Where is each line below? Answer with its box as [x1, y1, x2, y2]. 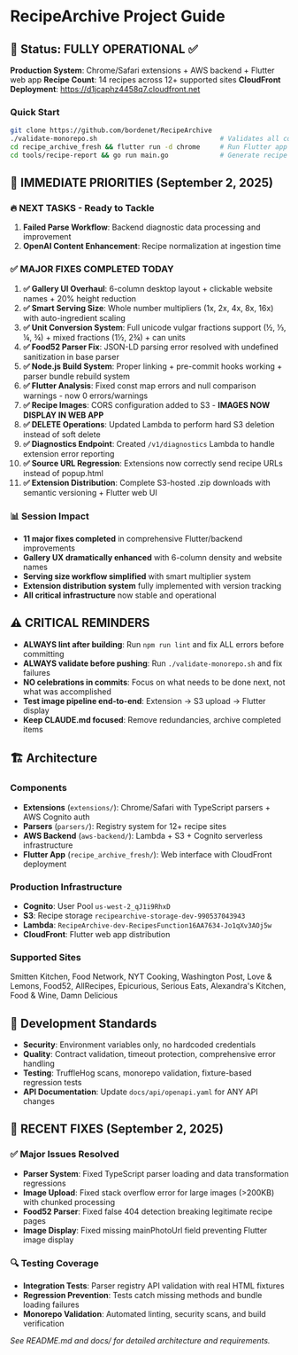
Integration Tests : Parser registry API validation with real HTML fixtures [22, 1280, 286, 1291]
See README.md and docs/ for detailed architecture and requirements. [10, 1335, 271, 1345]
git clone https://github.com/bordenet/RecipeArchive [10, 126, 213, 135]
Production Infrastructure [10, 881, 123, 893]
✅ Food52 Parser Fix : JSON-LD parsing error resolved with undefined [22, 341, 279, 352]
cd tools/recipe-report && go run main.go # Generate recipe [10, 151, 288, 160]
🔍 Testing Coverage [10, 1257, 100, 1269]
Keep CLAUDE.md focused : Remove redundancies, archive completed [22, 714, 282, 724]
